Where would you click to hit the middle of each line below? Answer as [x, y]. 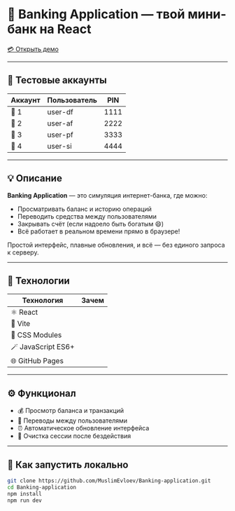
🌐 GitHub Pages [37, 361]
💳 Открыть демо [33, 49]
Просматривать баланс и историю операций [84, 209]
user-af [60, 123]
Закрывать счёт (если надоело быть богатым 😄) [91, 224]
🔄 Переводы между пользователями [72, 421]
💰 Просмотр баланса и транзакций [71, 411]
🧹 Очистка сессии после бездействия [74, 436]
